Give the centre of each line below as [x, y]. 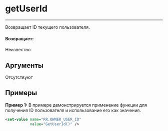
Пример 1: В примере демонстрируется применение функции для [76, 105]
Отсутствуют [19, 77]
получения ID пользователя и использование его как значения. [73, 110]
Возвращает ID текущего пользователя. [47, 27]
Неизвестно [18, 50]
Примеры [21, 93]
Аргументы [24, 65]
